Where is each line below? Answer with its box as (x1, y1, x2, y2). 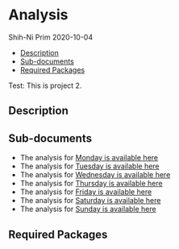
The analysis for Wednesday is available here (19, 170, 171, 180)
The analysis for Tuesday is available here (19, 161, 160, 171)
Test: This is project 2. (8, 81, 82, 90)
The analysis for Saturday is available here (19, 196, 161, 205)
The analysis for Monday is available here (19, 153, 159, 163)
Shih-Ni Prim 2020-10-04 (8, 32, 94, 42)
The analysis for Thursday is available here (19, 179, 163, 189)
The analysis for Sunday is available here (19, 204, 156, 214)
